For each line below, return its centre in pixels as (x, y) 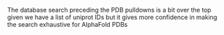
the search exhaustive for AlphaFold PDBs (67, 24)
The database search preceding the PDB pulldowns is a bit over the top (109, 10)
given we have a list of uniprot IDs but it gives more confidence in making (112, 17)
